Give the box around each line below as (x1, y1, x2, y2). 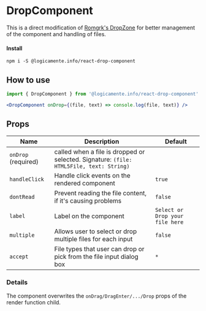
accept (9, 253, 29, 260)
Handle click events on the (54, 171, 131, 179)
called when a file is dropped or (54, 148, 145, 156)
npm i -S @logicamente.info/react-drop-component (6, 58, 136, 64)
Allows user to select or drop (54, 227, 137, 236)
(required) (9, 157, 39, 166)
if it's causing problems (54, 197, 121, 205)
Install (6, 44, 23, 52)
